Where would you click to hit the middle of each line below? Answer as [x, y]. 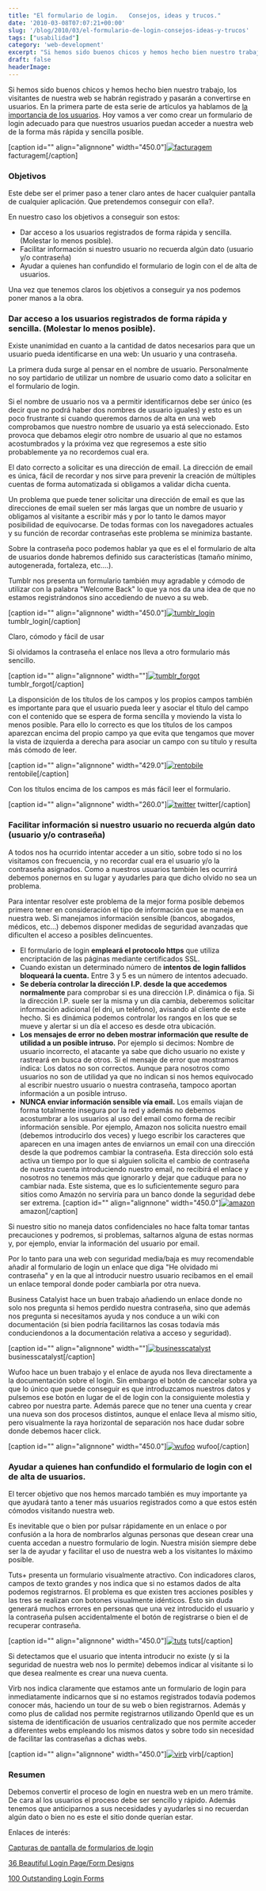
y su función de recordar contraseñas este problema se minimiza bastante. [131, 533]
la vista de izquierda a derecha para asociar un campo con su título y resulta [133, 742]
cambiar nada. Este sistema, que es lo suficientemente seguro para [129, 1185]
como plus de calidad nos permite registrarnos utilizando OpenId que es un [131, 1713]
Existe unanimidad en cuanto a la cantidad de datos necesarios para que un [132, 346]
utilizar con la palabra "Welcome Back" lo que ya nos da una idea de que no [132, 589]
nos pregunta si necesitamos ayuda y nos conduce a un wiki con [114, 1316]
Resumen [27, 1775]
